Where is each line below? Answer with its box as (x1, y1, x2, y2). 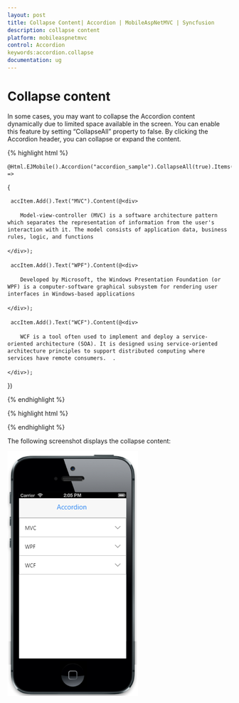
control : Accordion (7, 41, 65, 49)
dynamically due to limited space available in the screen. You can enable (7, 119, 221, 128)
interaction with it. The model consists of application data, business (7, 226, 228, 233)
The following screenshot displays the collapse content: (7, 436, 171, 445)
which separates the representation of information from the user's (7, 218, 215, 226)
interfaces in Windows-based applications (7, 290, 135, 298)
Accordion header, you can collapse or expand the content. (7, 134, 181, 143)
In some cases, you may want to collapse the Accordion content (7, 111, 196, 121)
